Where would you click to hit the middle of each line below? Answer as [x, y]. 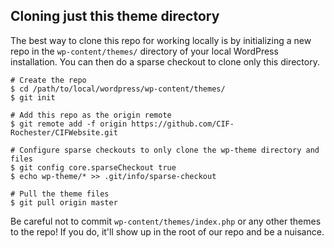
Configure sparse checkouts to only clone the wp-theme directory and [169, 150]
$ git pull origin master [64, 202]
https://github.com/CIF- [183, 124]
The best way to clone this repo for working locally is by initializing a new [161, 40]
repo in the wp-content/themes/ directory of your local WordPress [144, 51]
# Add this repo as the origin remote [91, 115]
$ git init [33, 97]
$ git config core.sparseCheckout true [93, 167]
